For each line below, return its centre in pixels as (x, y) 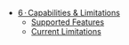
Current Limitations (66, 31)
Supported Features (68, 22)
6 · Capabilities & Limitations (69, 13)
